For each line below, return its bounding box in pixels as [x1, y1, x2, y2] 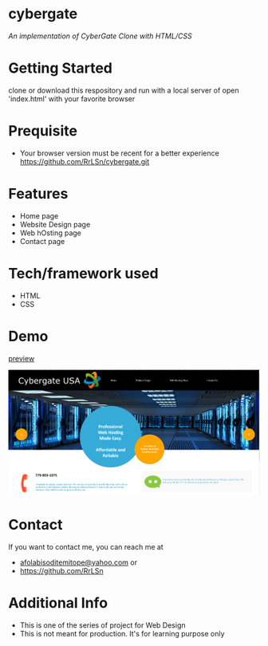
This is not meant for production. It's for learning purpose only [19, 628, 225, 638]
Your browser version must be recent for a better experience [19, 148, 219, 158]
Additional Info [8, 593, 108, 612]
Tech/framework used [8, 264, 159, 282]
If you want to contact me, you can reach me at [8, 542, 164, 551]
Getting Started [8, 59, 113, 77]
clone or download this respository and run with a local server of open [8, 85, 239, 95]
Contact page [19, 236, 65, 246]
